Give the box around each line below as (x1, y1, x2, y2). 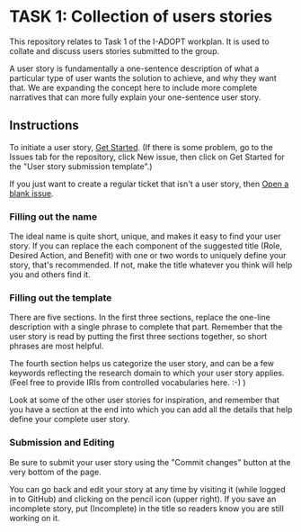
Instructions (9, 118, 79, 133)
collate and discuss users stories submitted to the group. (9, 45, 220, 56)
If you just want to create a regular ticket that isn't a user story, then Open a (9, 178, 289, 189)
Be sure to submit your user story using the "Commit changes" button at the (9, 456, 291, 467)
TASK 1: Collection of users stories (9, 6, 272, 27)
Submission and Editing (9, 437, 115, 449)
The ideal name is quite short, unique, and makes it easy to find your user (9, 231, 281, 242)
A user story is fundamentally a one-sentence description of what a (9, 63, 260, 74)
